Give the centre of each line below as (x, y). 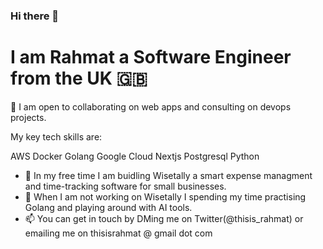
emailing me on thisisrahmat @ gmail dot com (118, 233)
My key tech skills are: (56, 136)
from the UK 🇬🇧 (79, 78)
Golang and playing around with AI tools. (108, 207)
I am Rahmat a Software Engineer (151, 57)
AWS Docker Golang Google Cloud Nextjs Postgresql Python (135, 156)
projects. (28, 117)
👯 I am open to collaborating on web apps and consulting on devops (151, 106)
